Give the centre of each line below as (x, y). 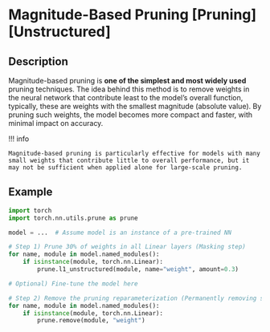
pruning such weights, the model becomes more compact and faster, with (131, 115)
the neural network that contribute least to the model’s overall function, (126, 97)
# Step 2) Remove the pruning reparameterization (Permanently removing (133, 298)
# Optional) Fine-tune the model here (73, 283)
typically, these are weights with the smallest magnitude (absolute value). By (135, 106)
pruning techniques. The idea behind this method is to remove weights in (129, 89)
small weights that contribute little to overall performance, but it (129, 160)
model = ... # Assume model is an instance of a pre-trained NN (120, 233)
